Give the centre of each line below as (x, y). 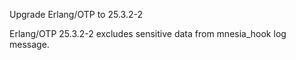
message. (29, 44)
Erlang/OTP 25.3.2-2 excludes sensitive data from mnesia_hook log (148, 33)
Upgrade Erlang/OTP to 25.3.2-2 (76, 14)
